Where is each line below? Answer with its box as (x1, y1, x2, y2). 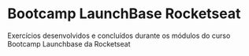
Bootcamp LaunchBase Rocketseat (7, 5, 241, 23)
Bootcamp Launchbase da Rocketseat (7, 39, 131, 48)
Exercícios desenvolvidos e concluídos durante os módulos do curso (7, 31, 231, 40)
